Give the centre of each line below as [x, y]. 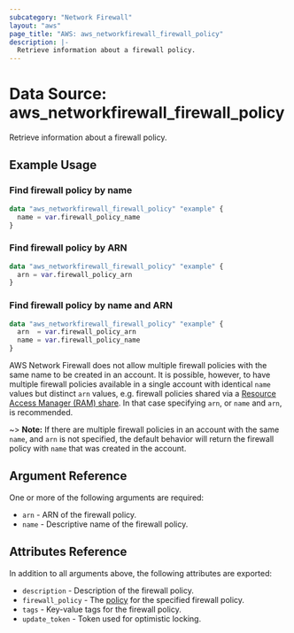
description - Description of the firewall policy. [108, 591]
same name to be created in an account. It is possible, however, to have [140, 375]
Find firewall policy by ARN [68, 248]
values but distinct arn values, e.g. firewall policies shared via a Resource [143, 394]
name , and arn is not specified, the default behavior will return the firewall [142, 439]
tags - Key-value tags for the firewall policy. [101, 609]
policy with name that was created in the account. [98, 449]
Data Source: [58, 94]
